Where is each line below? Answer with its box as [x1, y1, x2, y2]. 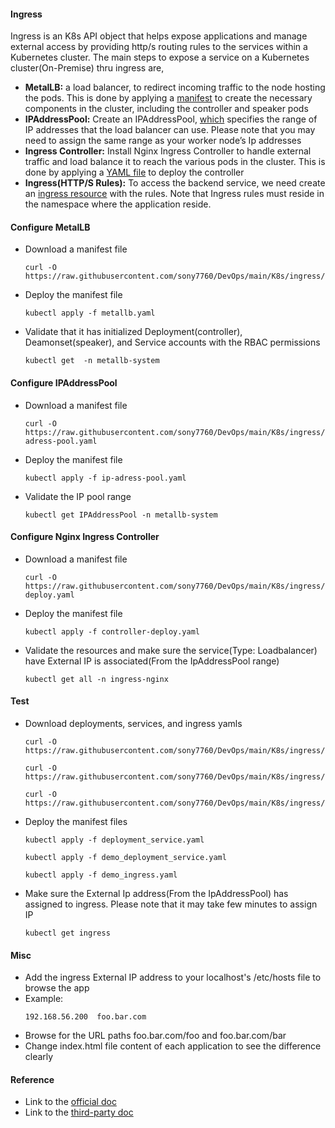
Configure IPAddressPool [10, 377, 118, 389]
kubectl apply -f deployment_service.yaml [24, 835, 205, 845]
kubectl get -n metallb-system [24, 356, 160, 366]
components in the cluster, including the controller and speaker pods [24, 103, 309, 115]
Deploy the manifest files [24, 816, 128, 828]
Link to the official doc [24, 1096, 117, 1108]
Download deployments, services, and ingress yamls [24, 718, 243, 730]
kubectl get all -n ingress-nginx [24, 674, 169, 684]
